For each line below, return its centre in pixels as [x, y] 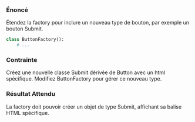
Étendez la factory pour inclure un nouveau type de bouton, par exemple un [98, 23]
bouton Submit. [25, 29]
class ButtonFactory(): [35, 40]
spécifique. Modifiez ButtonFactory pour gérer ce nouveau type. [84, 79]
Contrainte [22, 60]
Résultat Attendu [31, 94]
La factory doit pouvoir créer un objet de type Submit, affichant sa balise [94, 107]
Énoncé [17, 10]
